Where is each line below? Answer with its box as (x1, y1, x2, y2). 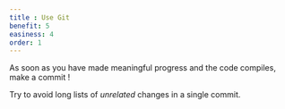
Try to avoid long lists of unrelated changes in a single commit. (9, 89, 241, 100)
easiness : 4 (9, 29, 54, 38)
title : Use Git (9, 13, 70, 22)
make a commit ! (9, 72, 71, 83)
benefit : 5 (9, 21, 50, 30)
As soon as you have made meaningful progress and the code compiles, (9, 63, 276, 73)
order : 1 (9, 38, 42, 47)
